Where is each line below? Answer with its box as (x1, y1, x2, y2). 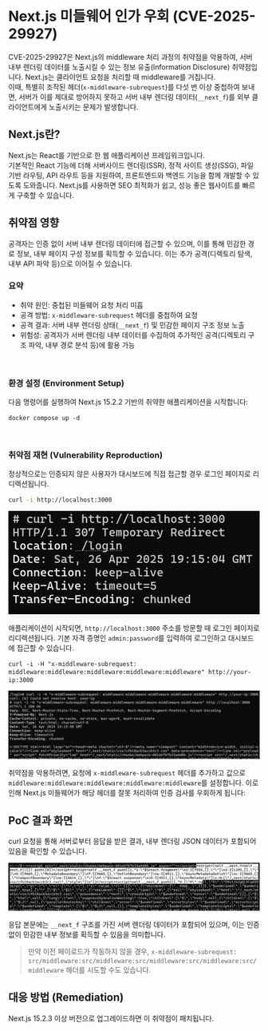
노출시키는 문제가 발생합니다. (49, 101, 139, 112)
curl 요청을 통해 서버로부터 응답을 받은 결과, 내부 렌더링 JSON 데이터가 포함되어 (8, 836, 257, 847)
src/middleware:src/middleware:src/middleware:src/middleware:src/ (27, 958, 257, 966)
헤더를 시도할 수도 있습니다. (65, 966, 152, 975)
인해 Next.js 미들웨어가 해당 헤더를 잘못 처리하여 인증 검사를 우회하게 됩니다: (8, 788, 246, 798)
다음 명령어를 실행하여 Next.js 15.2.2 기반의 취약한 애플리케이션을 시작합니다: (8, 397, 249, 407)
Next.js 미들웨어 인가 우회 (8, 7, 170, 26)
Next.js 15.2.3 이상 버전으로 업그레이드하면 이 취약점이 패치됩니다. (8, 1013, 215, 1023)
